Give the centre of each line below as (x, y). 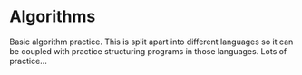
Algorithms (53, 17)
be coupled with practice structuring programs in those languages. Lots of (148, 51)
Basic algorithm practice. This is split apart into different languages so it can (151, 42)
